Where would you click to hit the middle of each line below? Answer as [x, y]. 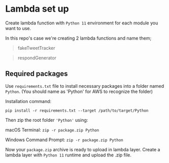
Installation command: [28, 101]
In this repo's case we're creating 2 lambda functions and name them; [78, 38]
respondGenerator [37, 58]
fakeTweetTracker [37, 48]
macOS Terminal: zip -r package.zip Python [52, 129]
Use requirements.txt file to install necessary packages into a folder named [85, 86]
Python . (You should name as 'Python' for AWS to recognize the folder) [79, 91]
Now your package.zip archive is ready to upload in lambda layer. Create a [83, 149]
